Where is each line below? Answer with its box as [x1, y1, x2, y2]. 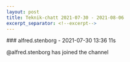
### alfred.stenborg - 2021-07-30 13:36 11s [6, 37, 116, 44]
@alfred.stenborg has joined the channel [6, 49, 109, 56]
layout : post [6, 9, 40, 15]
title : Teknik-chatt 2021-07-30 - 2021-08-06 [6, 15, 124, 21]
